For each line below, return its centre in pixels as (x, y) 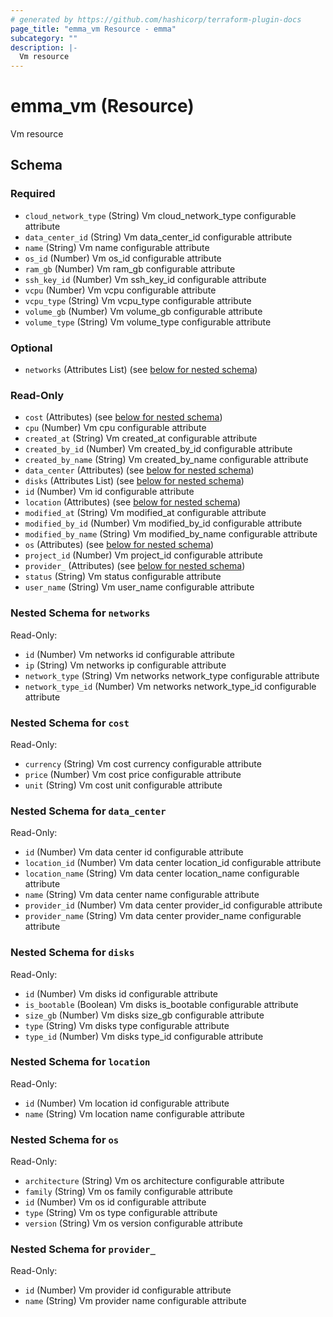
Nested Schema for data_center (88, 811)
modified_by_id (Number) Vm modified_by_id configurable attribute (163, 523)
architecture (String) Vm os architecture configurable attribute (154, 1181)
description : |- (44, 47)
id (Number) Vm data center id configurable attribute (134, 852)
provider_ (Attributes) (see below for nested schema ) (135, 566)
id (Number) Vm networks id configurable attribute (129, 654)
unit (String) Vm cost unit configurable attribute (123, 785)
